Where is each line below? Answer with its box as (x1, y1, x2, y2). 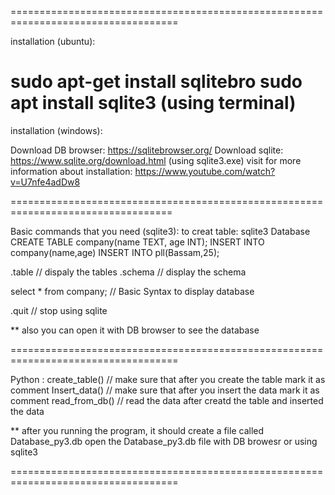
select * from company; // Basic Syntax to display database (10, 285, 255, 297)
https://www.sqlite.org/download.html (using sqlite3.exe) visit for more (10, 154, 302, 166)
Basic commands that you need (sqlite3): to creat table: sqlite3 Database (10, 225, 311, 237)
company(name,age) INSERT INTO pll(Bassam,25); (10, 246, 220, 258)
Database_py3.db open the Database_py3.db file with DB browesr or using (10, 435, 318, 447)
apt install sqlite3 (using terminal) (10, 92, 297, 115)
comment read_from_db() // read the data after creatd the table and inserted (10, 394, 324, 406)
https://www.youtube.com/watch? (134, 165, 276, 177)
